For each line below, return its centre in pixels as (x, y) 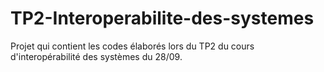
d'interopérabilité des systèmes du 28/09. (96, 56)
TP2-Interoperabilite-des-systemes (162, 18)
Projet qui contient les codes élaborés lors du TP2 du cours (132, 46)
